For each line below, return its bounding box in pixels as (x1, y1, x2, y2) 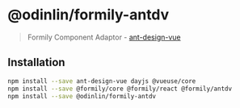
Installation (7, 56, 65, 69)
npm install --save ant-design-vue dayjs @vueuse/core (7, 77, 196, 85)
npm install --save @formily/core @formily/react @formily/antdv (7, 85, 232, 93)
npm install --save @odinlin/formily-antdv (7, 92, 157, 100)
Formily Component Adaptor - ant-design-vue (27, 32, 181, 42)
